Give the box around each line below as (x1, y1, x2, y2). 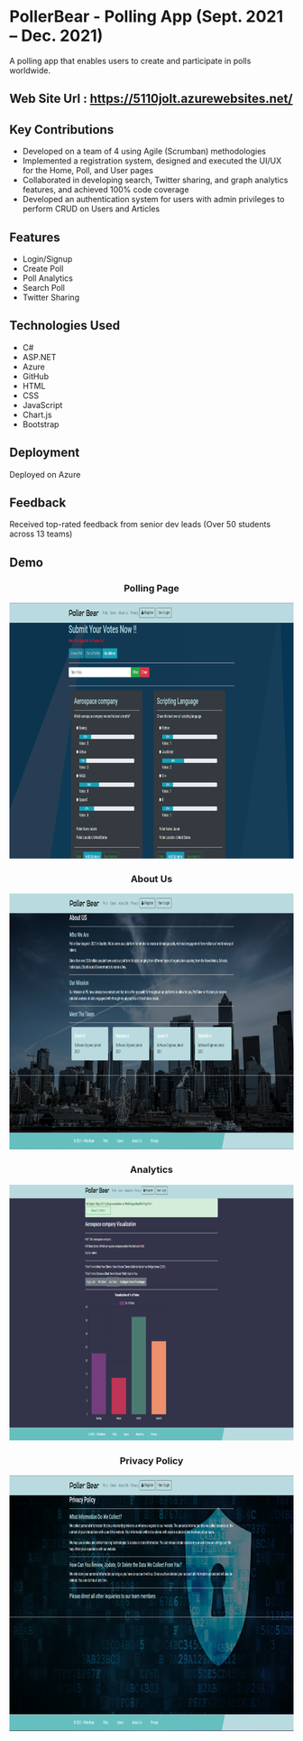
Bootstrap (22, 418, 60, 430)
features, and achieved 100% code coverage (22, 184, 189, 195)
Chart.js (22, 409, 52, 420)
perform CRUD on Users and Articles (22, 203, 161, 214)
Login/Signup (22, 253, 73, 264)
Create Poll (22, 263, 64, 274)
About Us (130, 873, 173, 885)
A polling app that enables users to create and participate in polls (9, 55, 252, 66)
